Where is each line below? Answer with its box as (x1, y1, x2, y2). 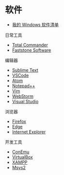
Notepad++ (12, 83, 35, 88)
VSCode (12, 72, 29, 78)
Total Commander (12, 42, 48, 48)
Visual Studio (12, 98, 39, 104)
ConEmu (12, 148, 30, 155)
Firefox (12, 118, 27, 124)
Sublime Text (12, 67, 39, 73)
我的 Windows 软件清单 (12, 22, 59, 28)
